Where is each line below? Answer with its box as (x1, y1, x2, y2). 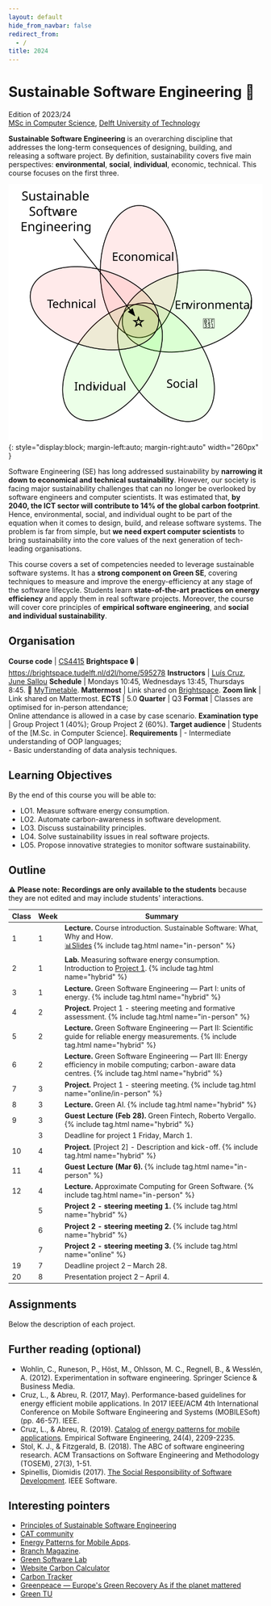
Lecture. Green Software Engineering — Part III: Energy (64, 1051, 248, 1062)
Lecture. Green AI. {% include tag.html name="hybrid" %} (64, 1099, 256, 1109)
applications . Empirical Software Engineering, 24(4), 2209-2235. (19, 1432, 236, 1442)
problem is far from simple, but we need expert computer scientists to (8, 527, 244, 536)
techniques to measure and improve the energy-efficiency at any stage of (8, 577, 253, 586)
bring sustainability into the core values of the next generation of (8, 536, 223, 544)
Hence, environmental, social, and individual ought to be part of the (8, 510, 232, 519)
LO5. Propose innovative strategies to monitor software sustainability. (19, 840, 252, 850)
